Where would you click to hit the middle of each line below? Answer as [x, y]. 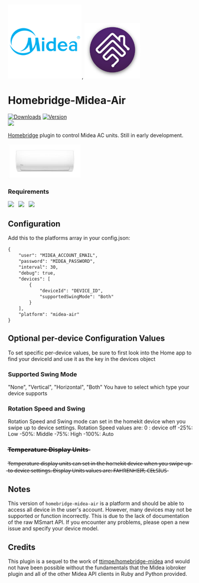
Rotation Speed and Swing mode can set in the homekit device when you [97, 422]
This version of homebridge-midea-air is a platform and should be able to [96, 503]
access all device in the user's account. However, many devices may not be [100, 510]
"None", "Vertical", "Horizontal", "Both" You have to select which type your [99, 387]
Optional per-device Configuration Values [87, 338]
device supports [28, 393]
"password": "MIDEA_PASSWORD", [57, 261]
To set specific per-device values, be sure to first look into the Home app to [100, 353]
